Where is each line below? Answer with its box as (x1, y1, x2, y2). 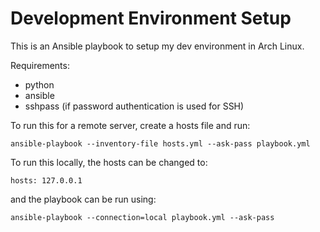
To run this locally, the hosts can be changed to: (10, 156, 208, 168)
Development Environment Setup (10, 7, 292, 30)
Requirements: (10, 59, 70, 71)
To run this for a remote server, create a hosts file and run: (10, 119, 251, 131)
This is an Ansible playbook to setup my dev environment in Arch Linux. (10, 40, 305, 52)
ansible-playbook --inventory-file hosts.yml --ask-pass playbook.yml (10, 138, 311, 149)
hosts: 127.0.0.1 (10, 175, 83, 186)
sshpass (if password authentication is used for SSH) (24, 100, 245, 112)
